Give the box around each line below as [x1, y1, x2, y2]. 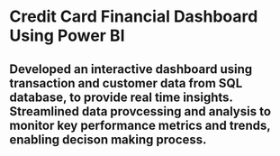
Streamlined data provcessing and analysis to [9, 104, 272, 119]
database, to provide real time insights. [9, 89, 233, 105]
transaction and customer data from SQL [9, 75, 243, 91]
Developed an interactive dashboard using [9, 61, 253, 77]
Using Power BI [9, 25, 125, 46]
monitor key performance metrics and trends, [9, 117, 271, 133]
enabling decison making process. [9, 132, 207, 147]
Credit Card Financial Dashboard [9, 6, 258, 27]
